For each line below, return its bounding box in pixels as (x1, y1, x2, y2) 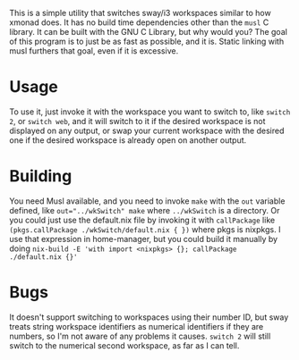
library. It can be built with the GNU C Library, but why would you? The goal (9, 27, 288, 37)
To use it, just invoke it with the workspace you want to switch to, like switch (9, 106, 291, 117)
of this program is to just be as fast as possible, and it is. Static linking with (9, 36, 285, 46)
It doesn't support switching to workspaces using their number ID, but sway (9, 312, 289, 322)
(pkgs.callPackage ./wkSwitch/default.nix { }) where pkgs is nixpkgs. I (9, 223, 281, 235)
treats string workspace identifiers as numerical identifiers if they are (9, 321, 264, 331)
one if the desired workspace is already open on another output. (9, 134, 247, 146)
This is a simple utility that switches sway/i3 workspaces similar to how (9, 8, 271, 18)
